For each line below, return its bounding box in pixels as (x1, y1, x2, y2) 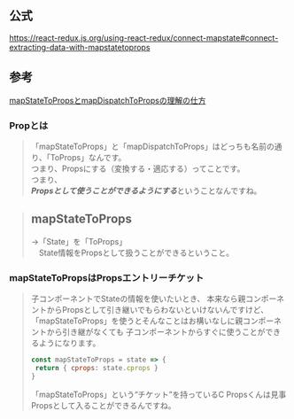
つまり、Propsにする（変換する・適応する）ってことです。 (30, 163, 245, 174)
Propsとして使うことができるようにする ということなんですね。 (30, 185, 262, 196)
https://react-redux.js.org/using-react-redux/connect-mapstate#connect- (9, 32, 279, 43)
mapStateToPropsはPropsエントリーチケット (9, 271, 205, 283)
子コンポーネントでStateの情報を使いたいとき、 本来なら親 (30, 293, 246, 304)
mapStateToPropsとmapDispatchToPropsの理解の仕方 (9, 95, 206, 105)
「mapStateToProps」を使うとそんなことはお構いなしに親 (30, 315, 244, 326)
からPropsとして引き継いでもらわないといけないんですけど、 (46, 305, 268, 315)
